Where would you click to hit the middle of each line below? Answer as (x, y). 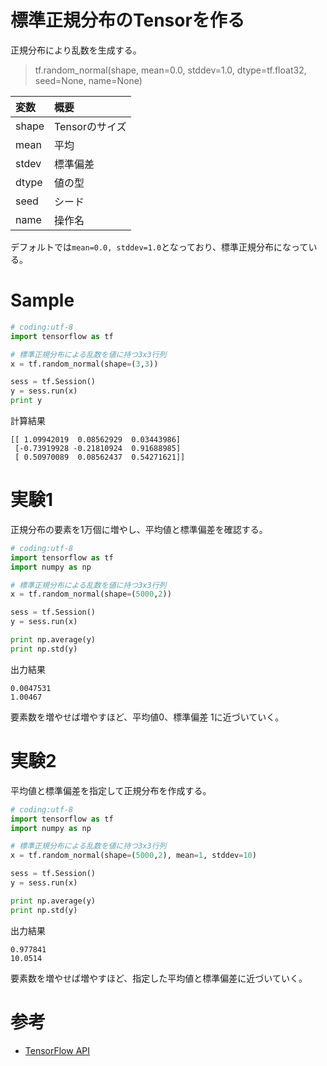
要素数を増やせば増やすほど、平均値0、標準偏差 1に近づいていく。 (147, 717)
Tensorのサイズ (90, 126)
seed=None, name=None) (88, 80)
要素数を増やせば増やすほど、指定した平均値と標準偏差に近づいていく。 (159, 978)
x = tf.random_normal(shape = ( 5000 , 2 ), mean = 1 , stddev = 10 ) (133, 856)
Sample (42, 300)
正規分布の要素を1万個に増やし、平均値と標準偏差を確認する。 (139, 529)
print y (26, 401)
